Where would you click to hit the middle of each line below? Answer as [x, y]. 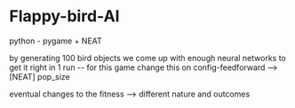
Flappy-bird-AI [64, 16]
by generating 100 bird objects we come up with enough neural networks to [148, 58]
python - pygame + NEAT [56, 41]
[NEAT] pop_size [40, 76]
